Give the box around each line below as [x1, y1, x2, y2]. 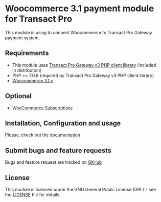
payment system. [5, 35, 40, 41]
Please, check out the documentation [5, 132, 81, 138]
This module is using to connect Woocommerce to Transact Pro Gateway [5, 29, 153, 35]
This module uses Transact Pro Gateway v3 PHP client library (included [12, 62, 157, 68]
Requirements [5, 49, 49, 57]
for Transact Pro [5, 13, 72, 25]
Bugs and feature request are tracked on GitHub [5, 159, 102, 165]
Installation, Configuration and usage [5, 119, 121, 127]
